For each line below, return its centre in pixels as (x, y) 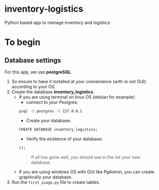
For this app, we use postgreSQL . (38, 72)
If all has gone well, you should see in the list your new (86, 157)
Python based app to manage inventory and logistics (57, 22)
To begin (23, 42)
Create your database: (48, 120)
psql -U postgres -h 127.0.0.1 (51, 111)
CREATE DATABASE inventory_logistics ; (58, 129)
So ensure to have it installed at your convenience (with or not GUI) (79, 81)
